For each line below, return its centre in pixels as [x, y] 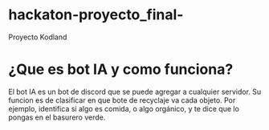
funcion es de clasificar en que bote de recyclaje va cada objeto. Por [122, 100]
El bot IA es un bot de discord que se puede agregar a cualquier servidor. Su [135, 91]
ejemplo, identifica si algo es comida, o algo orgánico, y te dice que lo [124, 108]
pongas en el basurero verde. [57, 117]
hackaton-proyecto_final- [96, 15]
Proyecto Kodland [38, 37]
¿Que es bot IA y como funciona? [121, 69]
